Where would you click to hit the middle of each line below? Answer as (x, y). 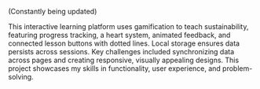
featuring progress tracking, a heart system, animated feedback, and (119, 35)
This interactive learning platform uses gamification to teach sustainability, (128, 26)
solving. (21, 77)
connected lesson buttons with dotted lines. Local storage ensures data (124, 43)
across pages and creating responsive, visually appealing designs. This (124, 60)
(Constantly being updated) (53, 11)
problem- (238, 69)
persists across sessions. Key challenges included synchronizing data (121, 52)
